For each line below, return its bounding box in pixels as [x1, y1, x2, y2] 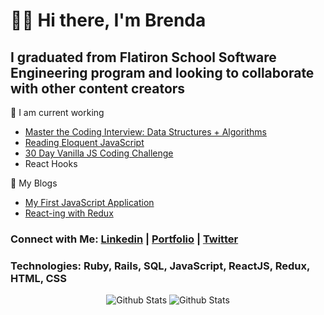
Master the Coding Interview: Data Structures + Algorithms [24, 126, 268, 138]
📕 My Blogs [10, 177, 58, 189]
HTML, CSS [10, 271, 67, 285]
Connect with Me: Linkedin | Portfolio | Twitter [10, 232, 239, 246]
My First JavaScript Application [24, 197, 155, 208]
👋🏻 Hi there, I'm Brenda [10, 9, 207, 32]
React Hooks [24, 158, 78, 169]
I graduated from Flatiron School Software [10, 49, 277, 66]
